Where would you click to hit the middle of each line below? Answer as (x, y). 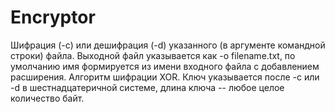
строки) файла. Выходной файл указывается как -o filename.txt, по (153, 55)
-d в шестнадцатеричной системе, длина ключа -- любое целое (147, 87)
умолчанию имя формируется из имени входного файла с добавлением (165, 66)
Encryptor (53, 17)
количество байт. (47, 98)
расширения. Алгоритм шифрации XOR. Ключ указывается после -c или (165, 77)
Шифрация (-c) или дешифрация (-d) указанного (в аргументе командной (168, 45)
